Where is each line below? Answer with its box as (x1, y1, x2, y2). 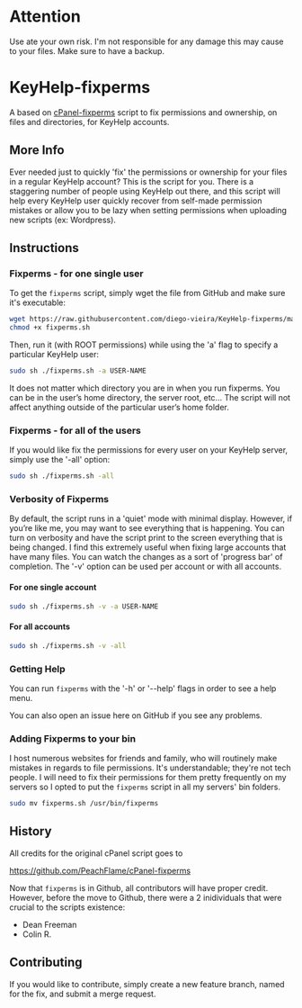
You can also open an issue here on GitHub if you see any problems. (9, 709, 262, 721)
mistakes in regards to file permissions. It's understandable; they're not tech (9, 762, 292, 773)
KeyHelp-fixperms (9, 77, 151, 98)
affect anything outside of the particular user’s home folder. (9, 402, 229, 412)
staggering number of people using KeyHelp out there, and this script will (9, 185, 280, 196)
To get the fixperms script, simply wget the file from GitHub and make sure (9, 288, 286, 299)
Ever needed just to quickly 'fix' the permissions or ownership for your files (9, 166, 288, 177)
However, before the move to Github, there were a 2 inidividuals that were (9, 892, 282, 903)
